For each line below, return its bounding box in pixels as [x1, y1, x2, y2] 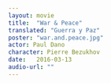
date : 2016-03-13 [8, 56, 72, 64]
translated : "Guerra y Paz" [8, 26, 101, 34]
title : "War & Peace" [8, 19, 83, 27]
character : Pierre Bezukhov [8, 48, 101, 56]
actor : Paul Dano [8, 41, 65, 49]
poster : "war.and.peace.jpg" [8, 33, 104, 42]
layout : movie [8, 11, 55, 20]
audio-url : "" [8, 63, 55, 71]
